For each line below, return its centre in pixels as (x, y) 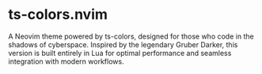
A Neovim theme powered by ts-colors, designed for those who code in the (131, 36)
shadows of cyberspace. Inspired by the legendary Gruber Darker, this (123, 44)
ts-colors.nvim (58, 15)
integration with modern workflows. (66, 61)
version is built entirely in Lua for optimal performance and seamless (120, 53)
